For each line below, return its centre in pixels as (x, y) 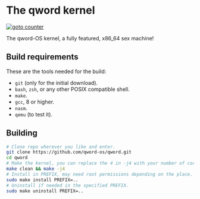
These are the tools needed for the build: (56, 71)
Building (22, 133)
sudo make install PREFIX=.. (42, 180)
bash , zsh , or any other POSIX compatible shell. (72, 89)
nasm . (21, 108)
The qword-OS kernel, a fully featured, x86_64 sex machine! (80, 38)
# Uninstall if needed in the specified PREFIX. (68, 185)
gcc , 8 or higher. (35, 102)
